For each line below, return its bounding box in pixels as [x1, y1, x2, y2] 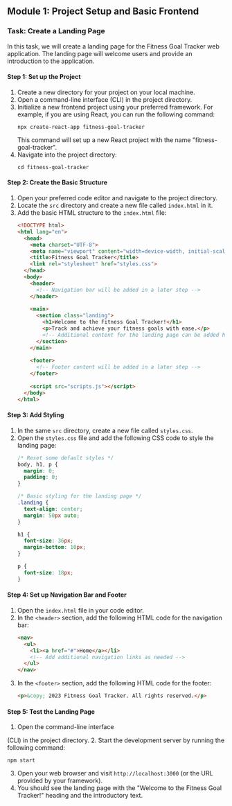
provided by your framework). [17, 776, 103, 785]
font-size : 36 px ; [24, 537, 74, 545]
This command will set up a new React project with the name [17, 135, 191, 144]
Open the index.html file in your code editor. [17, 606, 144, 614]
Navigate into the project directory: [17, 150, 118, 159]
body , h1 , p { [17, 461, 58, 468]
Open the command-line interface [17, 723, 114, 731]
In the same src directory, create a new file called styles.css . [17, 426, 193, 435]
